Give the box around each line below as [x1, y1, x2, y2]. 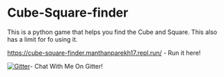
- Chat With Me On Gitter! [30, 62, 103, 70]
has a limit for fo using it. [7, 35, 78, 43]
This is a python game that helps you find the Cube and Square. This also [7, 28, 218, 36]
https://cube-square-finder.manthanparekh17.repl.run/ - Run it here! [7, 49, 201, 57]
